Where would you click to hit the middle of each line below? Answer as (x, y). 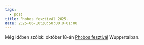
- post (16, 14)
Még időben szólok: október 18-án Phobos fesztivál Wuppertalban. (72, 37)
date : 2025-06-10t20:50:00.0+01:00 (41, 23)
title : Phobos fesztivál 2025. (37, 19)
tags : (10, 10)
